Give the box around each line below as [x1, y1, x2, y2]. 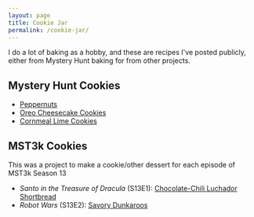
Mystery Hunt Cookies [8, 79, 121, 92]
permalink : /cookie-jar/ [8, 26, 89, 34]
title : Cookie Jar [8, 19, 68, 27]
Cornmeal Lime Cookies [19, 116, 98, 126]
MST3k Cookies [8, 139, 88, 153]
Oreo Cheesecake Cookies [19, 108, 107, 118]
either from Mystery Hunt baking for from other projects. [8, 56, 190, 65]
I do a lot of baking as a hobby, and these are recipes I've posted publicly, [8, 48, 247, 57]
